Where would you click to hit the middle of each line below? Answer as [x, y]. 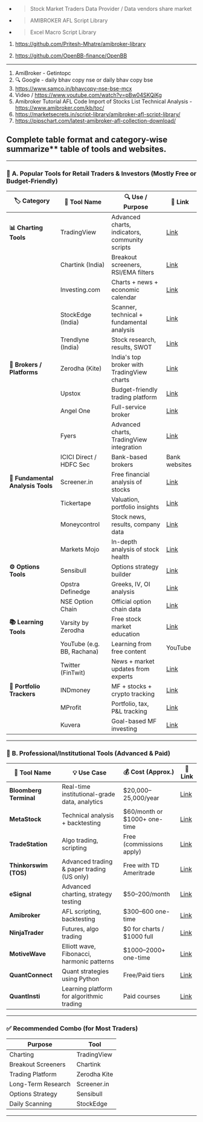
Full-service [129, 407]
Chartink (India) [82, 265]
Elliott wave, [79, 946]
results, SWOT [132, 348]
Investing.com [80, 290]
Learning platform [87, 989]
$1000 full [138, 937]
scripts [121, 248]
